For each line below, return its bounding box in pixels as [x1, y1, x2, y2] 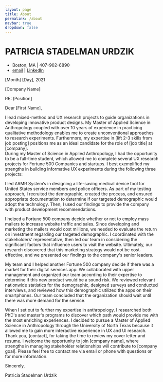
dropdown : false [5, 25, 38, 30]
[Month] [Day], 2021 [5, 77, 45, 83]
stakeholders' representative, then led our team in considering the [5, 237, 138, 243]
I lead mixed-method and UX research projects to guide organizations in [5, 115, 150, 121]
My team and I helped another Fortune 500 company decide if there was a [5, 261, 154, 267]
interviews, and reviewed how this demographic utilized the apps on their [5, 287, 152, 293]
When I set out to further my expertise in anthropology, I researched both [5, 307, 152, 313]
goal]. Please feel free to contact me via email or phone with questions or [5, 348, 152, 354]
